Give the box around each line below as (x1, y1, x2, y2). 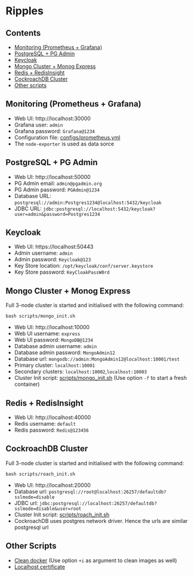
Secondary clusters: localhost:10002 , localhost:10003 (14, 368, 147, 375)
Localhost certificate (14, 563, 65, 570)
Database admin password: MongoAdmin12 (14, 349, 116, 356)
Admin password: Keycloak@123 (14, 256, 91, 263)
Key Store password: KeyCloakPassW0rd (14, 268, 110, 275)
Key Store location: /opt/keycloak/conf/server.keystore (14, 262, 153, 270)
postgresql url (14, 524, 49, 531)
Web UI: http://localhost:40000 (14, 414, 91, 421)
